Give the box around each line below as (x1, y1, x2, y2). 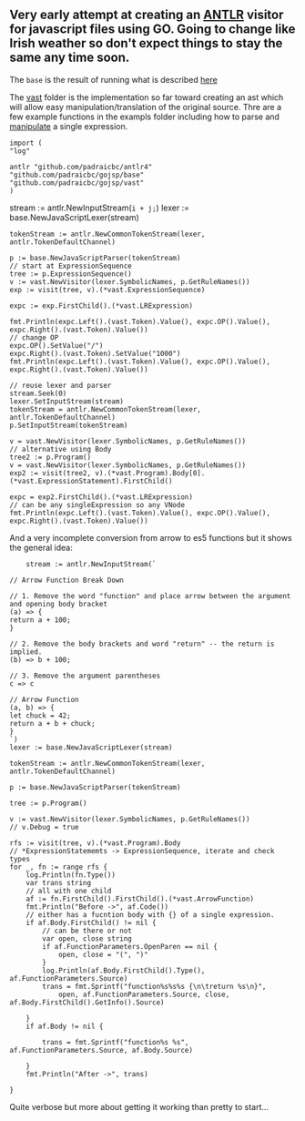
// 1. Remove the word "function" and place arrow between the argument (9, 591, 291, 600)
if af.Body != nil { (25, 1022, 104, 1031)
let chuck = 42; (9, 710, 71, 720)
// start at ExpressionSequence (9, 261, 132, 270)
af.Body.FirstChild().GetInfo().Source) (9, 997, 166, 1007)
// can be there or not (42, 926, 132, 935)
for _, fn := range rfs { (9, 862, 107, 871)
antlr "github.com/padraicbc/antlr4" (9, 162, 153, 171)
